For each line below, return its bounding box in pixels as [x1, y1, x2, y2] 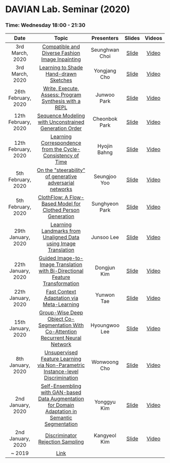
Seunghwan [91, 47, 119, 54]
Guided [38, 255, 57, 262]
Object [47, 316, 64, 323]
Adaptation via [44, 295, 78, 302]
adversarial [48, 179, 74, 186]
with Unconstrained [37, 119, 84, 126]
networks [50, 186, 72, 193]
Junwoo [95, 91, 115, 98]
